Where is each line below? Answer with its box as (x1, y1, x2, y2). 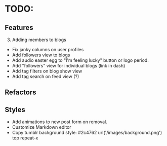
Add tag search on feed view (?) (12, 74, 79, 79)
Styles (5, 105, 26, 114)
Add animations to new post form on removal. (12, 119, 107, 125)
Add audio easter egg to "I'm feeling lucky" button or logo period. (12, 57, 149, 63)
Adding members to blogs (12, 36, 66, 43)
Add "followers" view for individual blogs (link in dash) (12, 63, 126, 68)
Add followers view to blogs (12, 52, 70, 58)
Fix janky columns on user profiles (12, 47, 84, 52)
